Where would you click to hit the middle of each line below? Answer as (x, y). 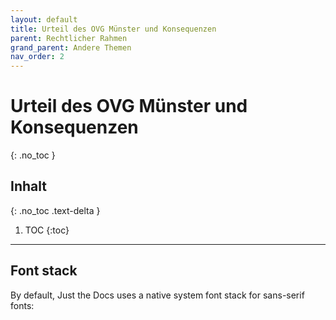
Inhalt (28, 186)
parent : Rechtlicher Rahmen (69, 38)
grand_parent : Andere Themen (71, 47)
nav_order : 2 (37, 57)
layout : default (44, 19)
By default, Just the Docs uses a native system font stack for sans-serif (157, 295)
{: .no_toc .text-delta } (55, 210)
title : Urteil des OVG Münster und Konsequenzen (113, 29)
